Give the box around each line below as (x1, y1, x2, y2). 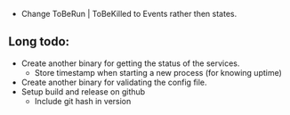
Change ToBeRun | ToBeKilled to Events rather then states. (20, 9, 238, 19)
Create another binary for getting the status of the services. (20, 58, 240, 69)
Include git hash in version (34, 95, 132, 106)
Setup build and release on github (20, 86, 146, 97)
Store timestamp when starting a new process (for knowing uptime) (34, 67, 282, 78)
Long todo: (8, 34, 70, 49)
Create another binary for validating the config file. (20, 77, 207, 87)
